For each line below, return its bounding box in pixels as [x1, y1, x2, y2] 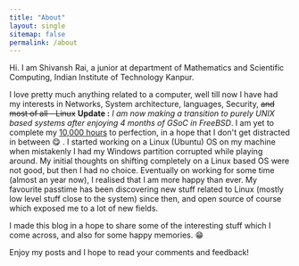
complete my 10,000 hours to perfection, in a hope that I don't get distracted [9, 127, 290, 138]
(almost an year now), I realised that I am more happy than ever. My [9, 175, 257, 186]
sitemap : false [9, 29, 66, 38]
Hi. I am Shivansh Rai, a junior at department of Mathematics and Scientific [9, 62, 285, 73]
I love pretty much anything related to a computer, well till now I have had [9, 89, 278, 100]
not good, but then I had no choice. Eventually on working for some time [9, 165, 275, 176]
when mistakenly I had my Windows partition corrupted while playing [9, 146, 263, 157]
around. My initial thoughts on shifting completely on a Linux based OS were [9, 155, 290, 166]
